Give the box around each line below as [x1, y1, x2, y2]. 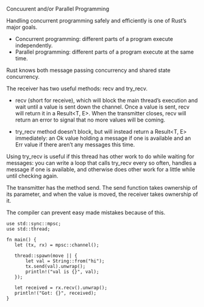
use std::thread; [6, 226, 51, 232]
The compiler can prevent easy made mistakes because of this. [6, 209, 166, 216]
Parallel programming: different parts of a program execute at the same [15, 48, 194, 56]
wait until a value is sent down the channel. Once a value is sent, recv [15, 103, 190, 110]
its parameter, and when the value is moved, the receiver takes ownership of [6, 190, 199, 198]
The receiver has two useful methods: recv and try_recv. [6, 85, 148, 92]
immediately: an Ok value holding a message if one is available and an [15, 134, 191, 142]
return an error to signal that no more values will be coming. [15, 116, 166, 123]
